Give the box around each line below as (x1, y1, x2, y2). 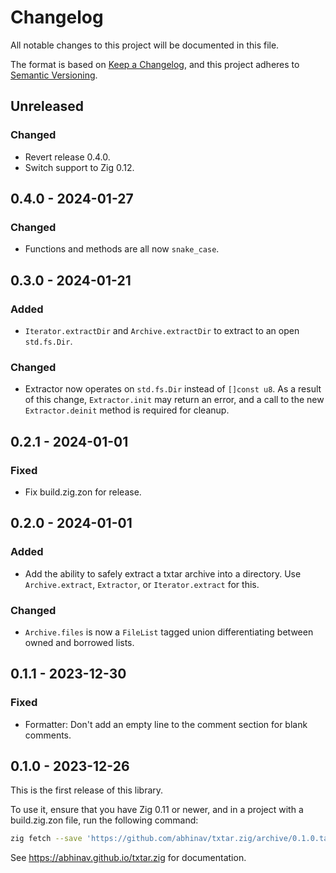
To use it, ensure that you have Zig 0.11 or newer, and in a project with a (10, 804, 304, 816)
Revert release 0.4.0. (24, 151, 111, 163)
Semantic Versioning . (10, 69, 98, 81)
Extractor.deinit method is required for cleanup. (24, 404, 230, 416)
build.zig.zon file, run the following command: (10, 814, 199, 826)
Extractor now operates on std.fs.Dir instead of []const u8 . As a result (24, 383, 322, 395)
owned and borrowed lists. (24, 636, 135, 648)
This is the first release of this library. (10, 784, 164, 796)
